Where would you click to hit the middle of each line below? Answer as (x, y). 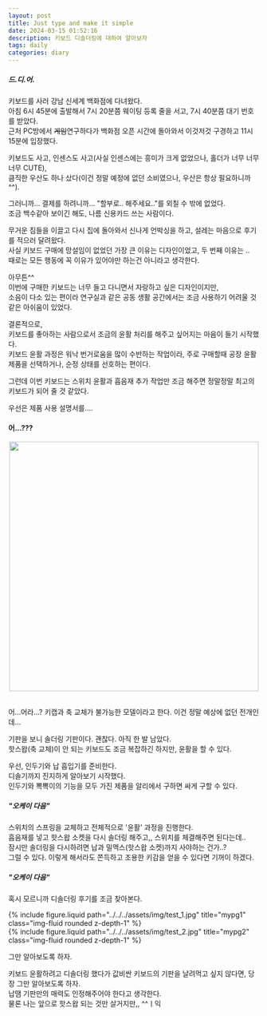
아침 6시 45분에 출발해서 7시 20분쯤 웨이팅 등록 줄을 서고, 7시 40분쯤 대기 (124, 111)
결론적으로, (26, 323)
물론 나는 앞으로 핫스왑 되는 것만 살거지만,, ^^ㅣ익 (85, 1004)
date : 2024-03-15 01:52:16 (53, 30)
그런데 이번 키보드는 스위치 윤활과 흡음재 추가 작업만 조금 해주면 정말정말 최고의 (132, 381)
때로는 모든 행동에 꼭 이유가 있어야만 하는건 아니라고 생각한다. (104, 260)
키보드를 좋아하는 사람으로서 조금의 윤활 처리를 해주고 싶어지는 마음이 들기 (123, 334)
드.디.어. (22, 79)
